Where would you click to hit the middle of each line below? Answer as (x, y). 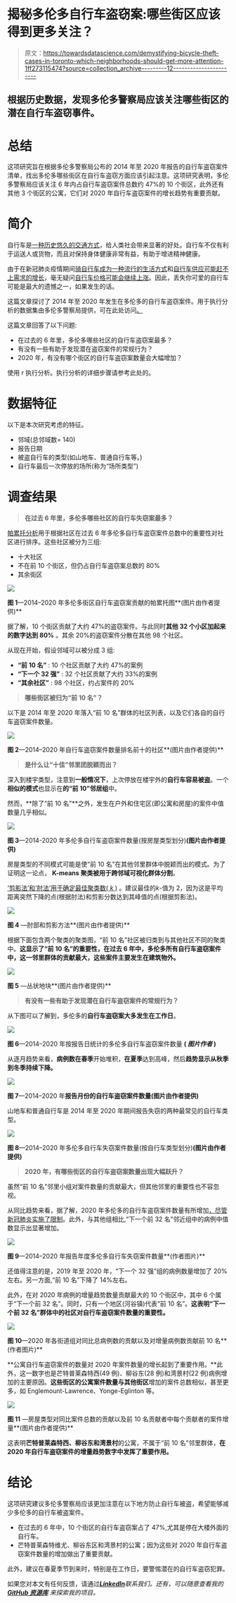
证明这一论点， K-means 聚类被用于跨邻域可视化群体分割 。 (93, 873)
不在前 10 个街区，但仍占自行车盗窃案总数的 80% (88, 566)
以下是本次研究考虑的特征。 (47, 425)
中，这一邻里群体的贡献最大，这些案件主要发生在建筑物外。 (93, 958)
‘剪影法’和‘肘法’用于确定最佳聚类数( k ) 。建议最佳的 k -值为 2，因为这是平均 (115, 888)
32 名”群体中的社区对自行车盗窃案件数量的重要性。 (95, 1313)
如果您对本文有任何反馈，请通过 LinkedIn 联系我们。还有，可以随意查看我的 (115, 1584)
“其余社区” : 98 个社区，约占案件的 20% (76, 683)
